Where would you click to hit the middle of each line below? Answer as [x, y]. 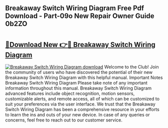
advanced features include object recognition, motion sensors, [70, 93]
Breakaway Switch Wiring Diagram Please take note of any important [76, 83]
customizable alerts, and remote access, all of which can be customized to [82, 99]
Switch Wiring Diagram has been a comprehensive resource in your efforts [82, 109]
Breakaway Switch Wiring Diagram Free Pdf [75, 8]
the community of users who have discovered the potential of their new [79, 72]
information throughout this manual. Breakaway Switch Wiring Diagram [78, 88]
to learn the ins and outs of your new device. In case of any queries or [78, 115]
